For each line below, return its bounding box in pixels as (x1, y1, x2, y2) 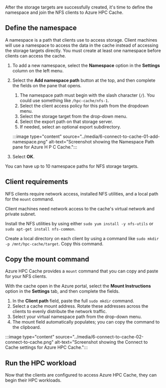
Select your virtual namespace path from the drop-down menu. (12, 314, 142, 320)
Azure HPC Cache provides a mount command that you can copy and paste (5, 268, 159, 274)
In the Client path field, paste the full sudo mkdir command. (12, 298, 134, 304)
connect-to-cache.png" (5, 339, 54, 345)
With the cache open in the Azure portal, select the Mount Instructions (5, 283, 151, 289)
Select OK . (12, 153, 35, 159)
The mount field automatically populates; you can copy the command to (12, 319, 160, 325)
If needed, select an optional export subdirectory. (19, 124, 121, 129)
